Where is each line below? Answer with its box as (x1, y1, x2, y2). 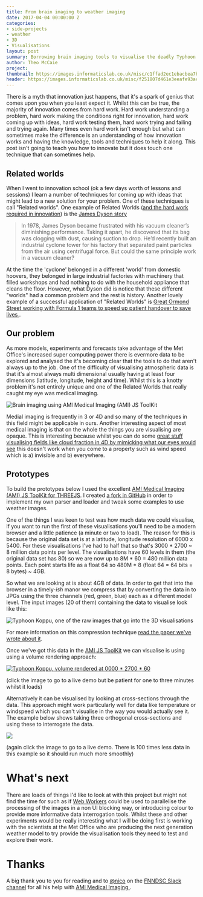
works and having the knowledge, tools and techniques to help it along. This (6, 138, 196, 145)
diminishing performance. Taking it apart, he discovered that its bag (21, 228, 190, 235)
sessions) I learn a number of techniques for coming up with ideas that (6, 191, 182, 198)
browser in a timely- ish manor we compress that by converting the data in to (6, 585, 196, 593)
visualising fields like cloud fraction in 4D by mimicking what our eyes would (6, 438, 196, 445)
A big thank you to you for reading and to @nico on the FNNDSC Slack (6, 877, 182, 884)
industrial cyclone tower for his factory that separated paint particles (21, 241, 192, 248)
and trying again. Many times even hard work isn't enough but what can (6, 125, 185, 133)
